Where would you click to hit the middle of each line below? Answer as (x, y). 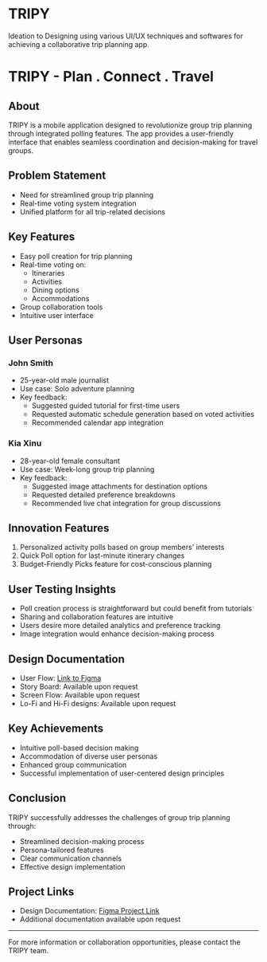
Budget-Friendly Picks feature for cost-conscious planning (116, 564)
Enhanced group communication (73, 764)
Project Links (41, 892)
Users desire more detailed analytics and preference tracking (120, 626)
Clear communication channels (70, 858)
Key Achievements (56, 729)
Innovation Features (59, 528)
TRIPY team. (29, 951)
